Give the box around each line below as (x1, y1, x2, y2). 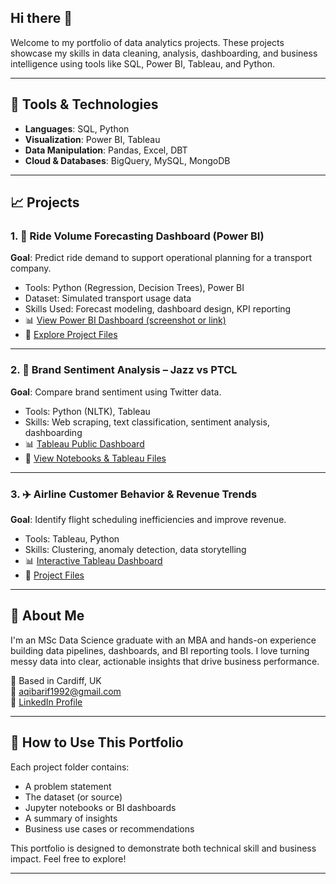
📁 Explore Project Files (24, 329, 118, 341)
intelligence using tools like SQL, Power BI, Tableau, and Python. (10, 57, 276, 70)
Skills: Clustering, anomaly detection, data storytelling (24, 543, 247, 555)
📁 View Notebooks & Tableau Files (24, 452, 167, 464)
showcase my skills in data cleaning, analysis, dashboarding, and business (10, 47, 318, 59)
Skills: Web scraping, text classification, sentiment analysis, (24, 416, 270, 428)
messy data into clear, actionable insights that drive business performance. (10, 655, 320, 667)
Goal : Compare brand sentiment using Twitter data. (10, 386, 222, 398)
